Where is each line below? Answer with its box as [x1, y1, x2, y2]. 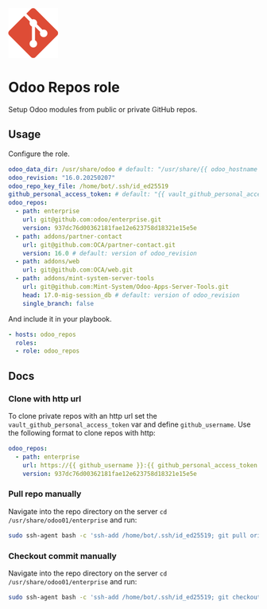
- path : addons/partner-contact [15, 232, 123, 240]
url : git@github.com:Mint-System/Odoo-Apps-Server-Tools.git [22, 283, 229, 291]
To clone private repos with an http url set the [8, 411, 157, 420]
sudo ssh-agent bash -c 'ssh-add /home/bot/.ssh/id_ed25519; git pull [8, 531, 247, 540]
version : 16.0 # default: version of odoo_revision [22, 249, 197, 257]
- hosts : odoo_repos [8, 330, 77, 338]
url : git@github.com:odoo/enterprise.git [22, 216, 161, 224]
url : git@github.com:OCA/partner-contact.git [22, 240, 176, 249]
